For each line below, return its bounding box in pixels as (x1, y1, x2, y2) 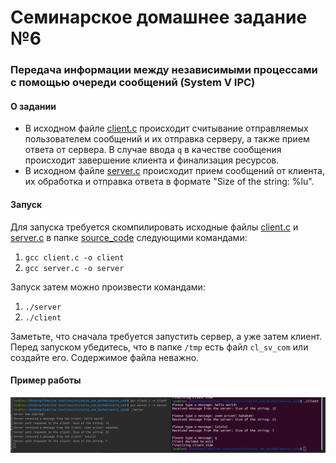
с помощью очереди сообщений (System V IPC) (10, 76, 256, 90)
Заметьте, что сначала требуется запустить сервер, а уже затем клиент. (10, 330, 323, 342)
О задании (10, 100, 57, 112)
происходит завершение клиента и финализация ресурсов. (24, 154, 280, 166)
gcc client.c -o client (24, 252, 125, 263)
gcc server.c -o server (24, 263, 125, 273)
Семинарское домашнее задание (10, 6, 308, 29)
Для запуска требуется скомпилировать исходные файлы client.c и (10, 221, 299, 233)
